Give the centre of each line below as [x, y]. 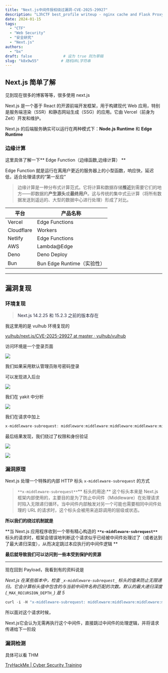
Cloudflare [20, 230]
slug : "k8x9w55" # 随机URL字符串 [48, 61]
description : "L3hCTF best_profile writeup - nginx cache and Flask [78, 14]
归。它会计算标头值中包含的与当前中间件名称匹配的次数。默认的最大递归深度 [84, 587]
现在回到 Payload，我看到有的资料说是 [45, 570]
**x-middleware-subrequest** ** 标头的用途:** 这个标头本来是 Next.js [88, 492]
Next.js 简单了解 [30, 82]
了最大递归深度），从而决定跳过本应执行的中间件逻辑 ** [62, 544]
